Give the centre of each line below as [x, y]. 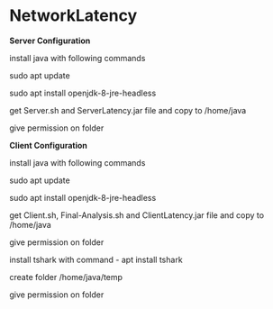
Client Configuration [49, 145]
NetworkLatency [73, 16]
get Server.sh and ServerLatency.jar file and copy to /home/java [128, 110]
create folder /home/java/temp [66, 277]
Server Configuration [50, 41]
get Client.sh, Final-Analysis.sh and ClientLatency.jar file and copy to [136, 215]
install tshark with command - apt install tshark [96, 259]
